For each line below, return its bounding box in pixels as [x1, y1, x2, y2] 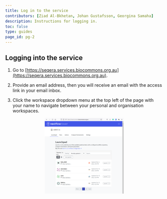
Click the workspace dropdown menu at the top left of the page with [12, 97, 154, 103]
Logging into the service [5, 54, 83, 62]
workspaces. [12, 108, 40, 114]
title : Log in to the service [5, 8, 69, 13]
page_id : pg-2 [5, 35, 35, 40]
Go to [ [12, 67, 27, 73]
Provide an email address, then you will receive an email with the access [12, 82, 162, 88]
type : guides [5, 29, 33, 35]
